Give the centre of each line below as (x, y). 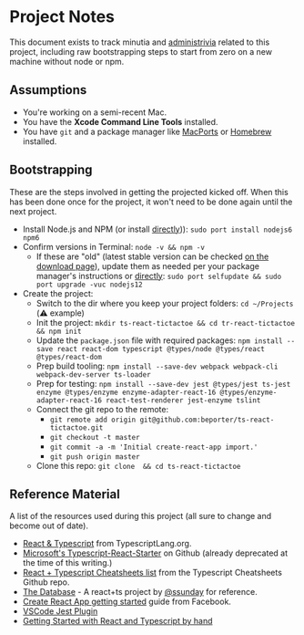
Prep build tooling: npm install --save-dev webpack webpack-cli (157, 366)
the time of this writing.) (67, 563)
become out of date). (49, 526)
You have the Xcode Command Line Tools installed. (120, 121)
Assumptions (48, 90)
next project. (33, 211)
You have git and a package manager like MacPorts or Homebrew (147, 131)
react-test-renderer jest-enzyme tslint (183, 400)
